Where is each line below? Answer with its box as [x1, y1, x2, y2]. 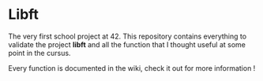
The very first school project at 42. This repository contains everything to [8, 31, 247, 41]
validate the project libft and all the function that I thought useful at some [8, 39, 246, 49]
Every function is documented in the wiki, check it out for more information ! [8, 63, 256, 72]
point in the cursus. [8, 48, 71, 57]
